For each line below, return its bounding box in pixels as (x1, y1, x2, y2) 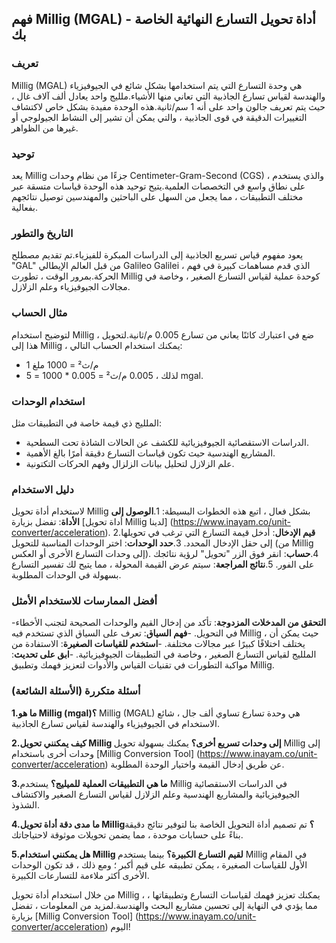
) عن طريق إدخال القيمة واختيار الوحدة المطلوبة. (104, 758, 285, 770)
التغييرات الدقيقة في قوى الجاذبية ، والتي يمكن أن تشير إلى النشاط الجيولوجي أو (11, 111, 308, 123)
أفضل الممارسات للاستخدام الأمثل (11, 594, 158, 608)
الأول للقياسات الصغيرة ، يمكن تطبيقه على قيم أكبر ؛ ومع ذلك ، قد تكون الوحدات (11, 858, 308, 871)
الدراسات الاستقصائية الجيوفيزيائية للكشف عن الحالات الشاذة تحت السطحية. (25, 436, 310, 448)
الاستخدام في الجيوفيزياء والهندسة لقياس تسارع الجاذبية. (11, 717, 221, 729)
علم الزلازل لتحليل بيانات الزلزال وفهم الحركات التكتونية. (25, 457, 235, 469)
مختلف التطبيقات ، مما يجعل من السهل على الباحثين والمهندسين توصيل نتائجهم (11, 190, 304, 202)
